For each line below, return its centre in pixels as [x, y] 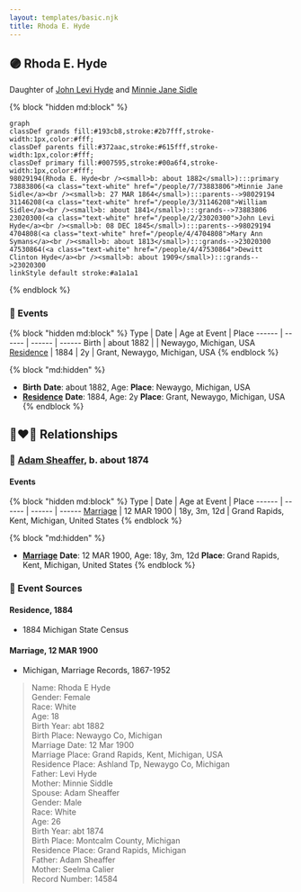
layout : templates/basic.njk [64, 18]
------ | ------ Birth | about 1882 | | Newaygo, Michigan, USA [143, 342]
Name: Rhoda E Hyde [71, 688]
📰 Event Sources [46, 589]
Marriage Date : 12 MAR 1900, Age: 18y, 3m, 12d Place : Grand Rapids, [151, 555]
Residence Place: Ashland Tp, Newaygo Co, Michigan [131, 764]
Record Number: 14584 [75, 879]
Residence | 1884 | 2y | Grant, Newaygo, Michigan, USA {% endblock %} [144, 352]
